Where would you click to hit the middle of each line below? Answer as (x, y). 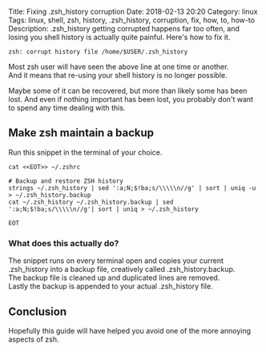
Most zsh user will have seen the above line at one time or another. (119, 67)
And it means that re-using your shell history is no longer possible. (118, 75)
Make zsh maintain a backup (81, 133)
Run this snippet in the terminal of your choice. (85, 152)
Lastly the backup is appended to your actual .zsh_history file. (111, 286)
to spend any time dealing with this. (67, 108)
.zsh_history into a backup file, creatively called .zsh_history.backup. (122, 269)
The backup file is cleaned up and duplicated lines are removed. (114, 278)
